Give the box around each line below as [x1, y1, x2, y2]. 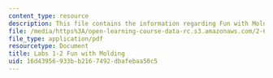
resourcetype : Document [8, 42, 89, 50]
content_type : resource [8, 11, 89, 20]
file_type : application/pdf [8, 34, 104, 43]
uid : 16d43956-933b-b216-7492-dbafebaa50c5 [8, 58, 158, 66]
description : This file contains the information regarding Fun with [8, 19, 249, 28]
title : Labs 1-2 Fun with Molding [8, 50, 126, 58]
